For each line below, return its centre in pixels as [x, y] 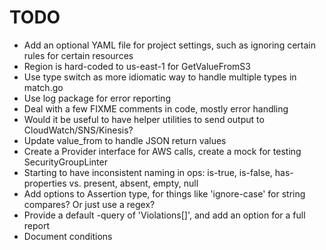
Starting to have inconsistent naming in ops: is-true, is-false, [148, 172]
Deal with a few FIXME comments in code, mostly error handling [156, 108]
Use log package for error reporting [97, 98]
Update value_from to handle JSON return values [125, 140]
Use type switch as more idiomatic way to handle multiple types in [160, 77]
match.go [43, 87]
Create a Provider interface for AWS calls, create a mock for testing [162, 151]
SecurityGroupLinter [65, 162]
